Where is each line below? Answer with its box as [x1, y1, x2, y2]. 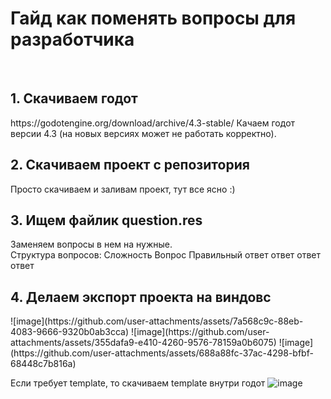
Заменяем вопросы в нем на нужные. [10, 238, 173, 251]
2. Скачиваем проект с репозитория [10, 157, 250, 174]
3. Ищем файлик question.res [10, 212, 203, 229]
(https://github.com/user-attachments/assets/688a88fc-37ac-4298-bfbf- [10, 347, 314, 359]
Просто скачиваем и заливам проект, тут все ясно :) [10, 183, 236, 195]
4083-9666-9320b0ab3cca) [10, 326, 130, 338]
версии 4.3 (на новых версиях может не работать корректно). [10, 127, 277, 139]
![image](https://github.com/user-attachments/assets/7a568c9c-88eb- [10, 315, 304, 327]
